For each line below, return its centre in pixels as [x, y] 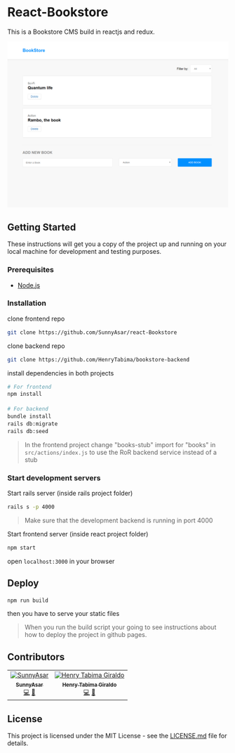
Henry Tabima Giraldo [89, 685]
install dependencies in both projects [61, 373]
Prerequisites [31, 270]
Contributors [36, 657]
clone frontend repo [36, 318]
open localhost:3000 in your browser [61, 561]
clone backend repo [36, 346]
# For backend [28, 409]
